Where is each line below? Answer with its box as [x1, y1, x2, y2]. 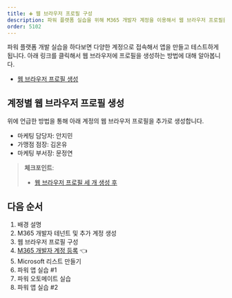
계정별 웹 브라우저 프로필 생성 [7, 97, 125, 109]
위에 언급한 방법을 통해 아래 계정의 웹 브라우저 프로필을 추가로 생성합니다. [7, 117, 204, 125]
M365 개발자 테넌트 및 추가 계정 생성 [17, 229, 117, 237]
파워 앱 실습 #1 [17, 266, 57, 274]
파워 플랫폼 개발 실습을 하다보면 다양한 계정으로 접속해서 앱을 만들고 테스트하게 [7, 43, 220, 51]
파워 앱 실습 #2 [17, 283, 59, 291]
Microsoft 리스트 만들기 [17, 257, 81, 265]
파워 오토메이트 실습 [17, 274, 71, 283]
